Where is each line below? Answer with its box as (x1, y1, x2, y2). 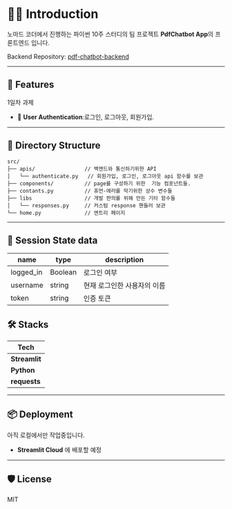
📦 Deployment (7, 408, 74, 420)
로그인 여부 (83, 268, 117, 278)
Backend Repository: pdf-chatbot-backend (7, 52, 129, 61)
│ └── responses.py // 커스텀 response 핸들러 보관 (7, 202, 166, 209)
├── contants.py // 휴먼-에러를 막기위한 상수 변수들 (7, 187, 173, 194)
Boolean (50, 267, 77, 277)
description (105, 255, 144, 265)
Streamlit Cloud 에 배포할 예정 (17, 445, 102, 454)
